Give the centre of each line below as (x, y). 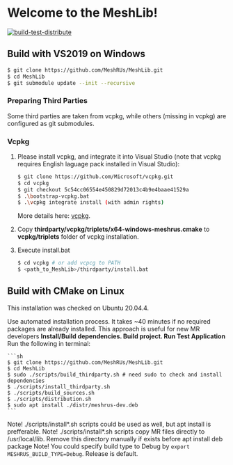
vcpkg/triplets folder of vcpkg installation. (78, 237)
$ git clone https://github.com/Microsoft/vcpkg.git (95, 176)
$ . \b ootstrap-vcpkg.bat (53, 196)
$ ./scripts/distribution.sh (49, 399)
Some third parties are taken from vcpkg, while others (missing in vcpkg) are (117, 116)
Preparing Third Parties (48, 101)
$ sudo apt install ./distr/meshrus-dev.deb (73, 405)
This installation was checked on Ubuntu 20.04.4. (78, 308)
